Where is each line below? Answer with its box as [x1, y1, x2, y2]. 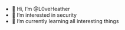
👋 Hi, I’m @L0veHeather [11, 6, 70, 12]
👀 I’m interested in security [11, 12, 77, 18]
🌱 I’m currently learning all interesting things [11, 18, 119, 24]
